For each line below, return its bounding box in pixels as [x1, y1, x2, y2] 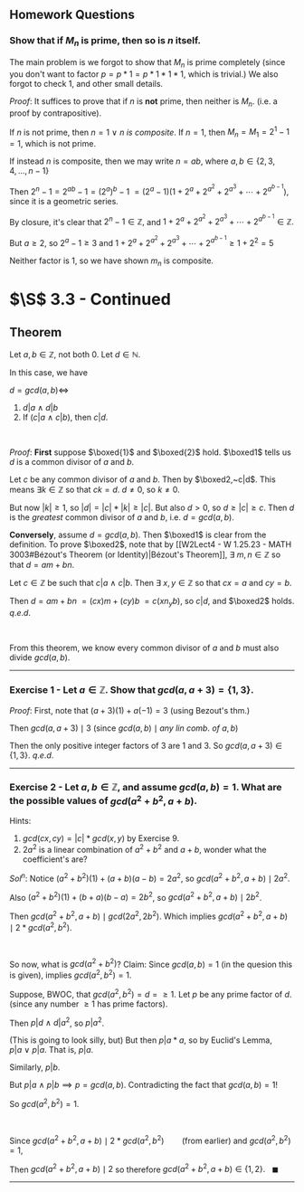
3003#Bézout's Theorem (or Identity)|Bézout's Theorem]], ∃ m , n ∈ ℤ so [9, 549, 281, 560]
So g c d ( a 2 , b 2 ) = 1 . [9, 1097, 80, 1109]
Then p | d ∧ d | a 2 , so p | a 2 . [9, 1016, 105, 1028]
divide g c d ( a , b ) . [9, 652, 71, 663]
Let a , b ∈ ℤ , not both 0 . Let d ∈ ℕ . [9, 349, 141, 360]
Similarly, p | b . [9, 1062, 61, 1073]
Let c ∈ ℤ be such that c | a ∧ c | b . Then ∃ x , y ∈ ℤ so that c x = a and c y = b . [9, 578, 292, 589]
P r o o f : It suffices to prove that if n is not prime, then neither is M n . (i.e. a [9, 95, 278, 109]
